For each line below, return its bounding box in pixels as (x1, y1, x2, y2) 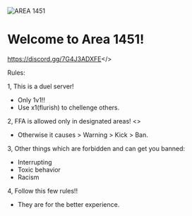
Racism (17, 173, 40, 181)
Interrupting (17, 157, 52, 166)
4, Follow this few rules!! (7, 186, 78, 195)
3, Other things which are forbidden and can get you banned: (7, 144, 186, 152)
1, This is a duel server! (7, 82, 74, 90)
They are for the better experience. (17, 200, 120, 208)
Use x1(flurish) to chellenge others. (17, 103, 120, 112)
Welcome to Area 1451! (7, 32, 145, 47)
